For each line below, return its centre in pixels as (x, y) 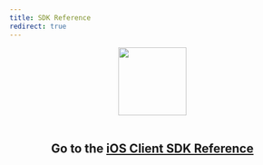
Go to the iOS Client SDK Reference (152, 148)
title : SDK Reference (50, 18)
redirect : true (38, 26)
